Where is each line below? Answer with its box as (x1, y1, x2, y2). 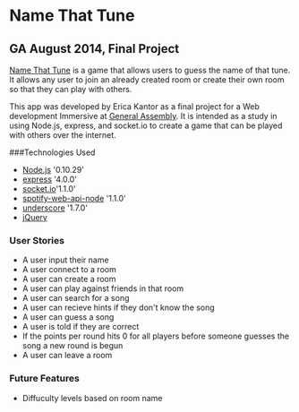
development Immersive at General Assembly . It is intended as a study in (9, 111, 278, 121)
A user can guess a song (21, 312, 115, 322)
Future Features (9, 373, 81, 385)
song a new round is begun (21, 340, 124, 351)
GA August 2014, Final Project (9, 41, 180, 56)
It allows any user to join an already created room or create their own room (9, 74, 285, 85)
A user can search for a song (21, 293, 130, 304)
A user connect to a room (21, 264, 116, 275)
